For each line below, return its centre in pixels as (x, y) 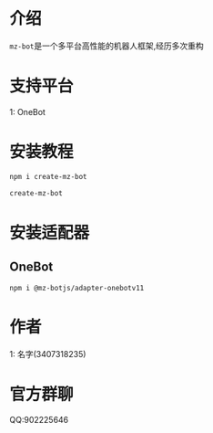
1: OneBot (27, 111)
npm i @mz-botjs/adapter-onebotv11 (77, 288)
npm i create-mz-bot (49, 176)
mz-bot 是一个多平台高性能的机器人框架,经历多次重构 (106, 46)
